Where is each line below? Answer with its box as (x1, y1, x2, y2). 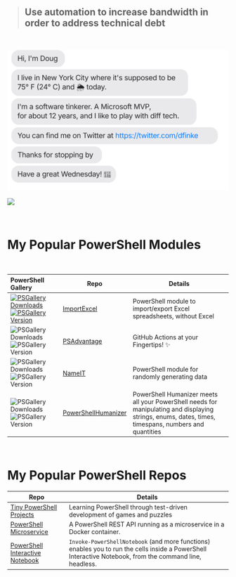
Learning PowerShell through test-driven (69, 503, 188, 511)
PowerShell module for (132, 365, 199, 374)
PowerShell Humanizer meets (132, 390, 218, 398)
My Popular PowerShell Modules (7, 237, 202, 253)
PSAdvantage (63, 337, 103, 345)
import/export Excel (132, 304, 190, 313)
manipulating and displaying (132, 405, 214, 413)
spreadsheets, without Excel (132, 312, 214, 320)
